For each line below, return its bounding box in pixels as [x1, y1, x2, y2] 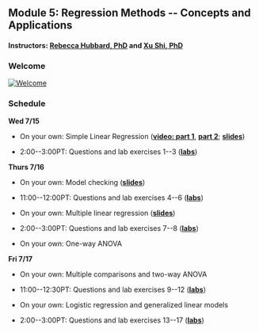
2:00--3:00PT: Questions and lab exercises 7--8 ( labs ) [19, 223, 200, 232]
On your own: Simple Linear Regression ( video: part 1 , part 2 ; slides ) [19, 131, 246, 141]
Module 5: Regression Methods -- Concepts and [8, 6, 251, 20]
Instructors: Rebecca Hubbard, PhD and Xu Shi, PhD [8, 40, 184, 50]
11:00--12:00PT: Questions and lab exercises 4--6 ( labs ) [19, 193, 204, 202]
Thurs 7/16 [8, 162, 45, 172]
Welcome [8, 60, 46, 71]
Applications [8, 19, 73, 32]
